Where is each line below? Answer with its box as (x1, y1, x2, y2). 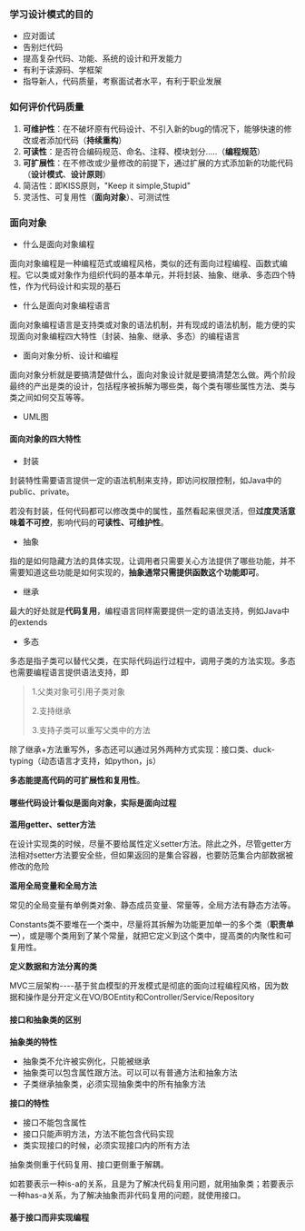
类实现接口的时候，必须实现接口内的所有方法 (22, 1139, 191, 1150)
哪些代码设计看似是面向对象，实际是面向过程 (9, 797, 177, 808)
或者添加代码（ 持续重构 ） (30, 134, 127, 145)
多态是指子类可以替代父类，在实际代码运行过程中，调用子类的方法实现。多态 (9, 656, 296, 667)
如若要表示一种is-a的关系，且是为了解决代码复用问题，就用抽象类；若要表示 (9, 1178, 295, 1189)
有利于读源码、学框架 (22, 65, 103, 75)
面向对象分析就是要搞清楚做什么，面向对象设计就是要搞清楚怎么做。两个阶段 (9, 369, 296, 380)
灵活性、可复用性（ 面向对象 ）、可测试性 (22, 191, 171, 202)
